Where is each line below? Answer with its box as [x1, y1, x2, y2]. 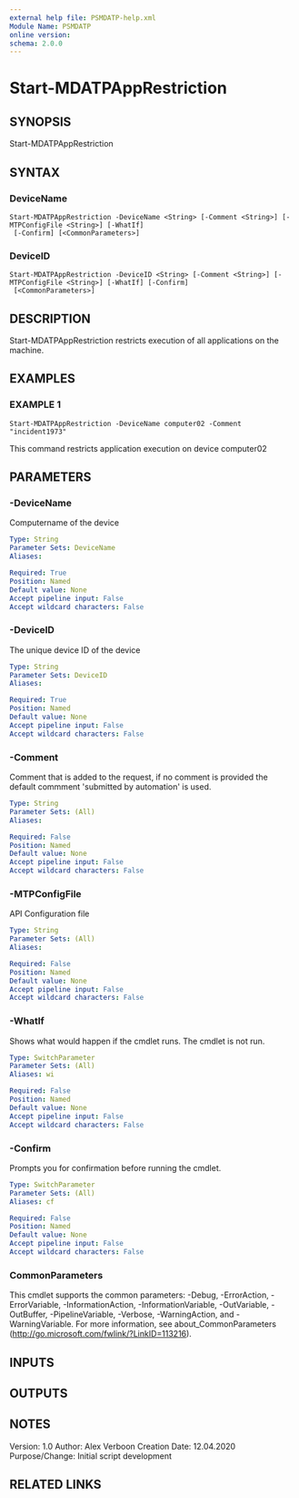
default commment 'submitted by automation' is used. [9, 781, 212, 792]
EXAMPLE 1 [9, 398, 62, 411]
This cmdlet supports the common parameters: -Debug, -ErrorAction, [9, 1289, 270, 1300]
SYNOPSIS [9, 114, 72, 129]
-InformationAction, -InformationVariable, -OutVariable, [63, 1299, 270, 1310]
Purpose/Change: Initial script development [9, 1450, 173, 1462]
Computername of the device [9, 517, 120, 528]
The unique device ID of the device [9, 644, 141, 656]
